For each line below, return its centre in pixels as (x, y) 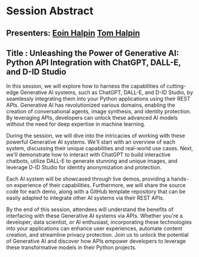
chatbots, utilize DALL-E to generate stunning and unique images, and (92, 161)
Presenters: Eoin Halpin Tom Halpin (73, 33)
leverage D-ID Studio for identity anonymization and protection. (84, 168)
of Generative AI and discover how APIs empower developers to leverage (96, 241)
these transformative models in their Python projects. (71, 247)
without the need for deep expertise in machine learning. (76, 124)
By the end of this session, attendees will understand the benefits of (90, 209)
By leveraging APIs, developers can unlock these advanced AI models (92, 118)
